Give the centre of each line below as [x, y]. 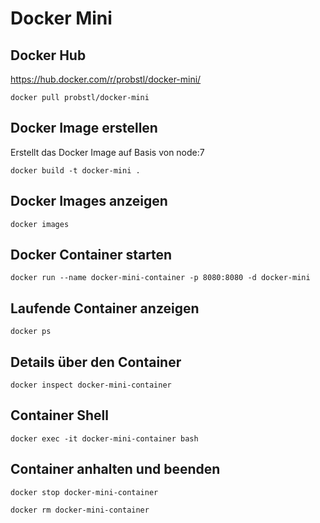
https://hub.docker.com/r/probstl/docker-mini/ [106, 79]
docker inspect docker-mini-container [91, 385]
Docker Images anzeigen [89, 201]
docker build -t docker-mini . [75, 170]
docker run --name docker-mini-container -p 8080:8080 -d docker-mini [160, 278]
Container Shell [59, 415]
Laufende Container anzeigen [105, 308]
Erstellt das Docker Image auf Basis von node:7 [107, 152]
